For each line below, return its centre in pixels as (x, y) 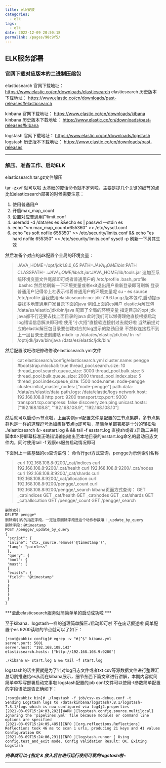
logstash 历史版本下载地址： (34, 142)
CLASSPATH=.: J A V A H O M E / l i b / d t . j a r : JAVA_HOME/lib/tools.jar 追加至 (86, 273)
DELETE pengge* (21, 515)
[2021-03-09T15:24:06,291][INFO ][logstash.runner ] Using (67, 737)
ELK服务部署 (24, 59)
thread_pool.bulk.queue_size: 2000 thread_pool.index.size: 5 (79, 376)
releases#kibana (22, 125)
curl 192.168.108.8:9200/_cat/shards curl (58, 473)
